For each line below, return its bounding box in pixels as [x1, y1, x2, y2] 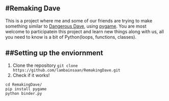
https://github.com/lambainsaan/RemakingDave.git [12, 67, 121, 73]
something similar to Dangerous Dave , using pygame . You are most [5, 23, 147, 29]
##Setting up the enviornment [5, 48, 103, 58]
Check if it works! [12, 72, 50, 78]
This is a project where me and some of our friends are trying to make [5, 17, 153, 23]
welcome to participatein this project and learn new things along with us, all [5, 28, 164, 35]
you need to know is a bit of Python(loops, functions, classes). [5, 34, 137, 40]
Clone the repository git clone [12, 62, 78, 68]
